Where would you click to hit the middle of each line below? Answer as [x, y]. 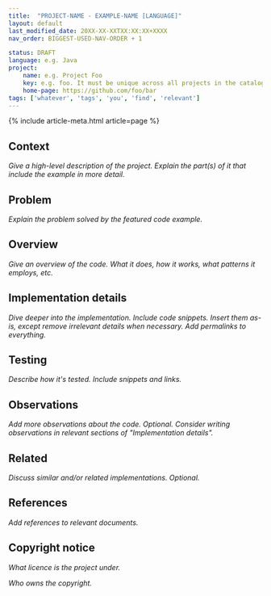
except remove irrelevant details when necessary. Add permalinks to [132, 326]
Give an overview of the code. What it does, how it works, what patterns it [132, 264]
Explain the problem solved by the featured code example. [106, 219]
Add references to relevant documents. [73, 523]
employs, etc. [31, 272]
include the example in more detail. [67, 174]
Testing [28, 360]
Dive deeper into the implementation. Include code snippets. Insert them [128, 317]
